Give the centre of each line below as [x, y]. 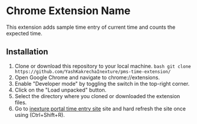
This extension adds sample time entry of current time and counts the [91, 27]
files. [21, 102]
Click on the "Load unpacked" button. [60, 90]
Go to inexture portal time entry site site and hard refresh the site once [100, 108]
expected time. [24, 33]
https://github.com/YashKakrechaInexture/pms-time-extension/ [93, 72]
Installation [27, 52]
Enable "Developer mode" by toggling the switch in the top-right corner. [102, 83]
